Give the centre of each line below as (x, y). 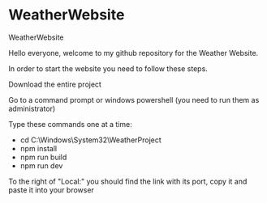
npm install (39, 148)
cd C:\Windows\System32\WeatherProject (91, 140)
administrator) (32, 108)
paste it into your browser (52, 190)
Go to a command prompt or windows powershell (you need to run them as (134, 99)
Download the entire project (55, 84)
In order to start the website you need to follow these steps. (108, 68)
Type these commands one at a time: (70, 124)
